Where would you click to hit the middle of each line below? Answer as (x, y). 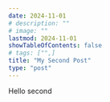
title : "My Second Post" (50, 61)
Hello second (30, 91)
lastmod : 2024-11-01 (43, 38)
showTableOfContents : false (55, 46)
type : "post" (30, 68)
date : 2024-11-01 (37, 16)
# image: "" (28, 31)
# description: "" (39, 23)
